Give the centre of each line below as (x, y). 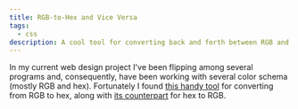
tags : (19, 26)
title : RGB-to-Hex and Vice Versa (74, 17)
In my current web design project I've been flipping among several (131, 67)
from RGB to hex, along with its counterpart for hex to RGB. (118, 96)
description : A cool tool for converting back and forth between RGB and (149, 42)
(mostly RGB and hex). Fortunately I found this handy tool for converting (141, 86)
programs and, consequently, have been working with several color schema (149, 77)
